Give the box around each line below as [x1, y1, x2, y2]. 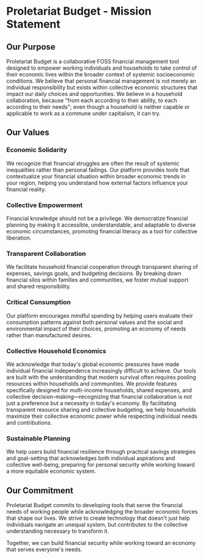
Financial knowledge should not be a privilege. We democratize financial [6, 214, 188, 222]
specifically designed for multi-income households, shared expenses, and [6, 386, 192, 393]
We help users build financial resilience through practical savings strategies [6, 448, 196, 456]
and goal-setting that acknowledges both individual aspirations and [6, 455, 175, 462]
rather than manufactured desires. [6, 331, 93, 338]
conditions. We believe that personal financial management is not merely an [6, 78, 197, 84]
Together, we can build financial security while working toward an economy [6, 539, 196, 546]
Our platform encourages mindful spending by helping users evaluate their [6, 312, 194, 319]
